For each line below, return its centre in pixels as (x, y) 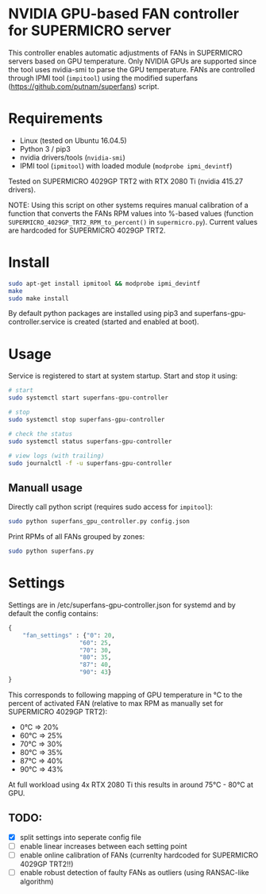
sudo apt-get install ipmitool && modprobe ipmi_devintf (104, 283)
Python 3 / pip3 (45, 148)
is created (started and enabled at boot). (133, 322)
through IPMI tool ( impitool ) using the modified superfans (103, 78)
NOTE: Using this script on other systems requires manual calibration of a (128, 205)
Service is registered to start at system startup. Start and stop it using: (123, 376)
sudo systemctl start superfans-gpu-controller (89, 398)
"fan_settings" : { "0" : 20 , (69, 635)
